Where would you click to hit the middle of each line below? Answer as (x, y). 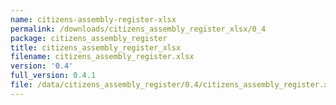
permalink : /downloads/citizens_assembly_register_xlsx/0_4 (138, 29)
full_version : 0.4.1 (53, 76)
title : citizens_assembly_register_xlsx (96, 47)
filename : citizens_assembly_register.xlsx (102, 57)
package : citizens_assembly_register (89, 38)
